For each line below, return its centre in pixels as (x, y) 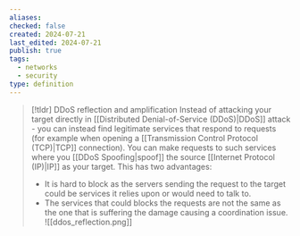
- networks (37, 68)
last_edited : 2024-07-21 (55, 42)
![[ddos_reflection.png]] (88, 222)
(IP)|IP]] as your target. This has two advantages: (121, 166)
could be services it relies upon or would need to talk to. (148, 193)
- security (37, 76)
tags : (19, 59)
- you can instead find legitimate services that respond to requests (154, 128)
